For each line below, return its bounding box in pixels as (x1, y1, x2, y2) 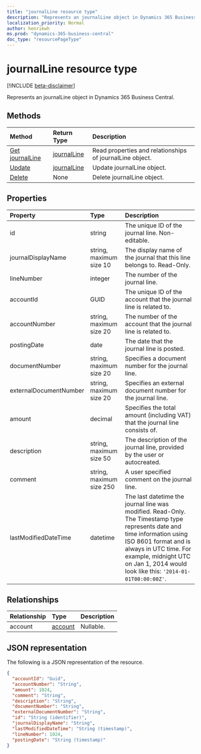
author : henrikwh (7, 25, 50, 32)
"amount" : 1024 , (12, 686, 52, 693)
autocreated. (125, 458, 161, 466)
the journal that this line (125, 253, 191, 262)
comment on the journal (125, 475, 192, 483)
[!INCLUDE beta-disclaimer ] (7, 82, 75, 89)
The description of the (125, 436, 187, 444)
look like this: (125, 567, 162, 575)
